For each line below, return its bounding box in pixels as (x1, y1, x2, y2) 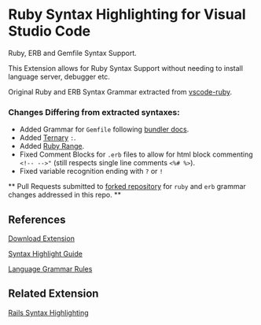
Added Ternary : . (19, 133, 76, 142)
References (8, 212, 66, 226)
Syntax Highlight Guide (8, 249, 83, 259)
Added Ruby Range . (19, 142, 85, 151)
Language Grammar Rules (8, 264, 93, 274)
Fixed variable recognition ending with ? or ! (19, 167, 164, 176)
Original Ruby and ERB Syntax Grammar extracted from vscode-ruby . (8, 87, 233, 96)
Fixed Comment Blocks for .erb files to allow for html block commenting (19, 150, 253, 159)
